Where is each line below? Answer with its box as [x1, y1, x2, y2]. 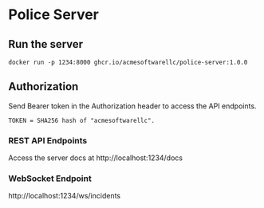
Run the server [8, 37, 84, 51]
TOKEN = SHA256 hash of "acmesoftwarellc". [8, 116, 156, 124]
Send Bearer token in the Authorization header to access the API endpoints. [8, 101, 257, 111]
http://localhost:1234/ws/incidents [8, 191, 121, 201]
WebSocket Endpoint [8, 173, 92, 184]
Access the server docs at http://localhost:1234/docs [8, 153, 183, 163]
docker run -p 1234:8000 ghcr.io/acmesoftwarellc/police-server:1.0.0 [8, 58, 248, 66]
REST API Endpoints [8, 135, 88, 146]
